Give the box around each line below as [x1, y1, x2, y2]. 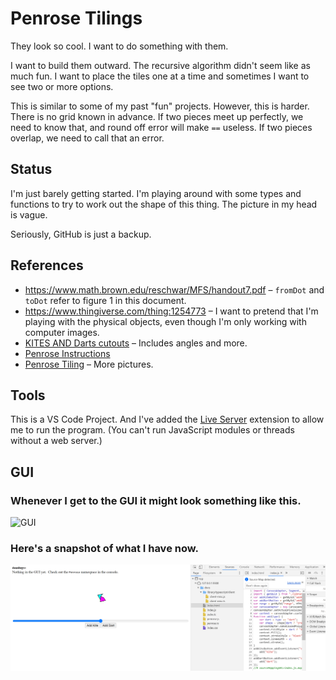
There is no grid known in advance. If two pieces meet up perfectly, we [10, 110, 304, 122]
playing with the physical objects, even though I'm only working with [24, 315, 307, 327]
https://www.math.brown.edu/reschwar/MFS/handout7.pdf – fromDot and [24, 283, 325, 296]
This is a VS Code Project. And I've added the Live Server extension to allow [10, 413, 325, 426]
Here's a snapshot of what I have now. [10, 541, 199, 555]
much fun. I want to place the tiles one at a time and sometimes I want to [10, 70, 310, 82]
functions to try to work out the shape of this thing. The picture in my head [10, 198, 318, 210]
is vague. [10, 208, 48, 221]
